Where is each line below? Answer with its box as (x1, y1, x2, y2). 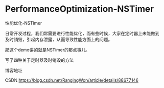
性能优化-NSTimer (5, 20, 43, 26)
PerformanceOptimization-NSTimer (5, 3, 154, 15)
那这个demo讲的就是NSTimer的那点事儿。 (5, 47, 90, 53)
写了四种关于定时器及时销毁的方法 (5, 57, 74, 63)
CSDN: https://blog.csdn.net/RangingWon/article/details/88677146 (5, 77, 139, 83)
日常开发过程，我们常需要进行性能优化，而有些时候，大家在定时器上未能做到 (5, 30, 160, 36)
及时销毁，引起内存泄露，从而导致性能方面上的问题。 (5, 36, 113, 42)
